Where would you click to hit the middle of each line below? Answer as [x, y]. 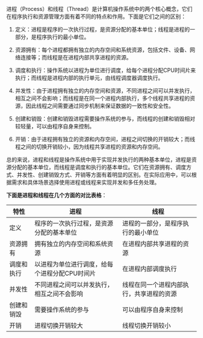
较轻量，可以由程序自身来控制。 [55, 126]
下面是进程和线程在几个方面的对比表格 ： [56, 195]
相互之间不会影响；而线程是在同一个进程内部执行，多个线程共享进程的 [102, 98]
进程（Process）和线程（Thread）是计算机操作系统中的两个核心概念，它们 [99, 9]
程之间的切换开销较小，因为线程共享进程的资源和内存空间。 [89, 147]
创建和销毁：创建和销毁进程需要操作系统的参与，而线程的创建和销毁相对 [105, 119]
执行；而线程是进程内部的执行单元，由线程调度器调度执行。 [89, 78]
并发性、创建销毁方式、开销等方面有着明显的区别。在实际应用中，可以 [104, 175]
